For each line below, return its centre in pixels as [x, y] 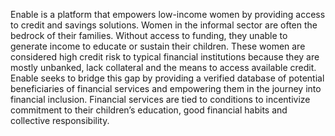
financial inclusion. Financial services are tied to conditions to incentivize [160, 99]
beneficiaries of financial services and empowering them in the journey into [166, 88]
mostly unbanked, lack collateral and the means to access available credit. [163, 67]
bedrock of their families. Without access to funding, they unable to [149, 35]
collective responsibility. [60, 120]
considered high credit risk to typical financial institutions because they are [165, 57]
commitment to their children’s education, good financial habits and [149, 110]
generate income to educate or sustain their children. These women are [158, 46]
